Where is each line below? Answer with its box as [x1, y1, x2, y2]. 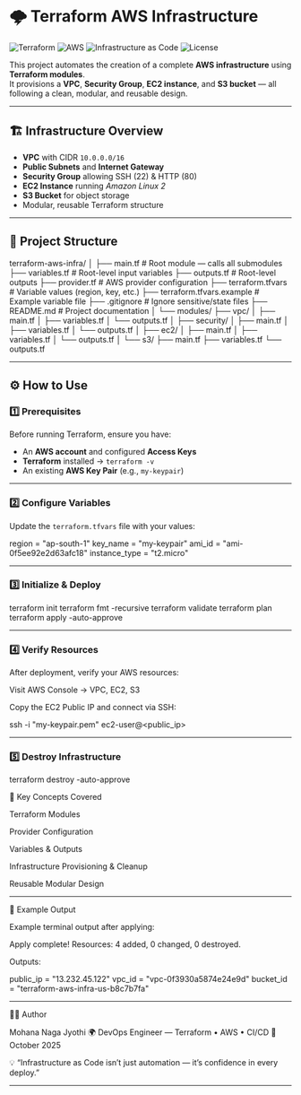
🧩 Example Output [9, 904, 76, 915]
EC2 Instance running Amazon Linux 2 [21, 180, 166, 191]
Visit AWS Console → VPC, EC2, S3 [9, 684, 141, 695]
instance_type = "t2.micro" [89, 547, 189, 558]
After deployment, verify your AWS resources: [9, 667, 179, 678]
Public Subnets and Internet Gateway [21, 161, 165, 172]
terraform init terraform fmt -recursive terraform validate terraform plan [9, 602, 273, 613]
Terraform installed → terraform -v [21, 456, 155, 466]
